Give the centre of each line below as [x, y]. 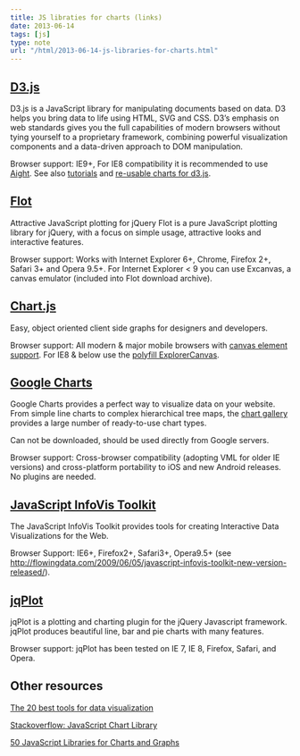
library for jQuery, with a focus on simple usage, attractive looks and [136, 232]
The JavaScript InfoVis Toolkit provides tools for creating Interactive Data [145, 526]
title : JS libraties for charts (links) [87, 17]
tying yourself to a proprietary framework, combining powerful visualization [149, 137]
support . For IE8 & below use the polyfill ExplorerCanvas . [115, 355]
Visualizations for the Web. [60, 536]
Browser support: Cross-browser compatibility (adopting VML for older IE [145, 458]
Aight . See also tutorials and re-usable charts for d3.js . [111, 173]
